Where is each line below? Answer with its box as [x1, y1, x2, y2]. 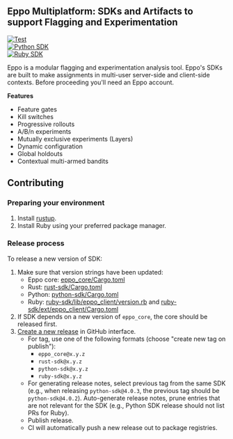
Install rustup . [17, 214, 57, 222]
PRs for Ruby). [27, 408, 70, 417]
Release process [7, 238, 65, 248]
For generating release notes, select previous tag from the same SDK [27, 379, 226, 387]
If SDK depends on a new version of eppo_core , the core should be [17, 312, 208, 321]
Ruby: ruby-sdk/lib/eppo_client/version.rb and [27, 298, 160, 306]
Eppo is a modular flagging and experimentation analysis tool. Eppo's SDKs [7, 63, 223, 72]
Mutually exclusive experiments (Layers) [17, 134, 134, 143]
